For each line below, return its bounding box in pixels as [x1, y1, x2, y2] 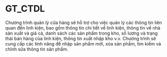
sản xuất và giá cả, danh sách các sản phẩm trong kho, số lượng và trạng [5, 30, 158, 36]
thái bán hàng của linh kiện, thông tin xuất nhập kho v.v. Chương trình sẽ [5, 35, 156, 41]
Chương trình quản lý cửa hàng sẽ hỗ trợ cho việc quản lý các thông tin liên [5, 19, 162, 25]
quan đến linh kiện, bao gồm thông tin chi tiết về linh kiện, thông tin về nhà [5, 24, 160, 30]
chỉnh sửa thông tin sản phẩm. [5, 46, 68, 52]
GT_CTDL [5, 3, 45, 14]
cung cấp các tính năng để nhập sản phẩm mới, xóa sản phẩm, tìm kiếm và [5, 40, 161, 46]
